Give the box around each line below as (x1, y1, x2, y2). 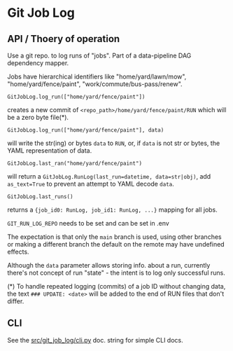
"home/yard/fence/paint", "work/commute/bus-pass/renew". (7, 80, 183, 88)
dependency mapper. (7, 59, 69, 67)
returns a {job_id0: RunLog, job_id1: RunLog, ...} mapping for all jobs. (7, 205, 218, 214)
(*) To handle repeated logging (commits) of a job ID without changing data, (7, 282, 226, 290)
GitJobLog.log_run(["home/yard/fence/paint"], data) (7, 127, 164, 134)
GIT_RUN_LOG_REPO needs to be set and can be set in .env (7, 219, 169, 227)
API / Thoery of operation (7, 33, 120, 45)
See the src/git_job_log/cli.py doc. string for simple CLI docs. (7, 336, 183, 344)
